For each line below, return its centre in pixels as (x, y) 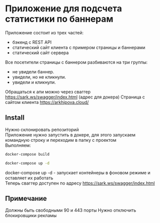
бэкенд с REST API (32, 42)
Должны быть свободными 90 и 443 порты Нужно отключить (71, 210)
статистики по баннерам (59, 19)
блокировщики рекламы (31, 216)
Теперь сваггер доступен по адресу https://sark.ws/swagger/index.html (80, 183)
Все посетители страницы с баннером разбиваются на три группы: (77, 62)
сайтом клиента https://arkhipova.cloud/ (47, 102)
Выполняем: (18, 145)
